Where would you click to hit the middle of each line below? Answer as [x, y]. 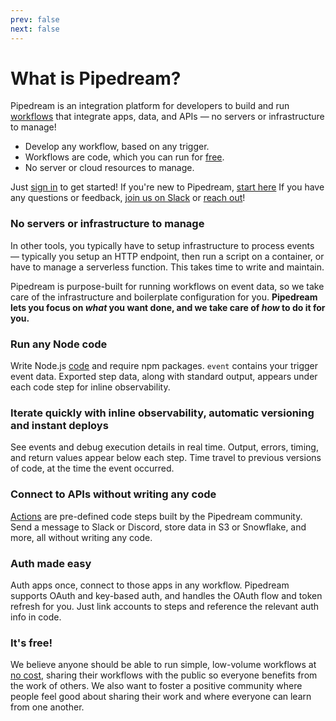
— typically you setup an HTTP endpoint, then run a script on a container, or [167, 256]
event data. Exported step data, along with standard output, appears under [164, 377]
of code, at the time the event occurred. [92, 468]
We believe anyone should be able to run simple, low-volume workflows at [163, 665]
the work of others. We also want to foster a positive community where [156, 686]
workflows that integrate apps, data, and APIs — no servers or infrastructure [167, 117]
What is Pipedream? [96, 78]
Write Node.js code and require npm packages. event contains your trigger [164, 366]
